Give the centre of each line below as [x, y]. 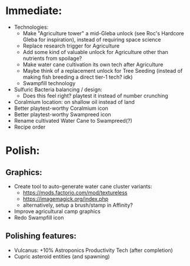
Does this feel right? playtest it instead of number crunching [95, 96]
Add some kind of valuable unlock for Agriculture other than [95, 52]
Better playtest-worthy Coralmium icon [61, 108]
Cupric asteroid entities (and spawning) [62, 256]
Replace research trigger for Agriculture [71, 46]
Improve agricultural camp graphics [57, 211]
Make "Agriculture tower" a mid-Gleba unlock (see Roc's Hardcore [104, 33]
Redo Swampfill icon [39, 217]
